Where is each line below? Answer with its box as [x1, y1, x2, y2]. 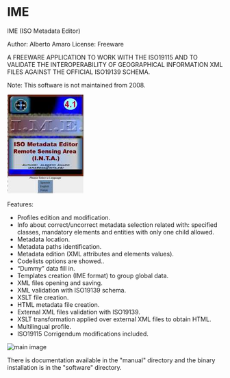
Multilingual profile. [16, 322, 72, 330]
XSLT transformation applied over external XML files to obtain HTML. [16, 315, 212, 323]
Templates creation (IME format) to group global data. [16, 271, 169, 280]
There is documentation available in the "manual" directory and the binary [7, 356, 216, 364]
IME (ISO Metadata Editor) [7, 27, 81, 35]
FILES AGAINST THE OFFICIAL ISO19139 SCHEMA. [7, 68, 151, 76]
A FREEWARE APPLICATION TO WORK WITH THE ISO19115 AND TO [7, 53, 199, 62]
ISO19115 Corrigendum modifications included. [16, 329, 149, 338]
